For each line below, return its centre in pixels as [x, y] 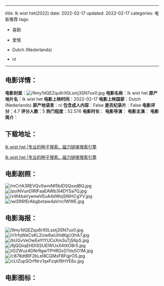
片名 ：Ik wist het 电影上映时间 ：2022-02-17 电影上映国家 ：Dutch [75, 99]
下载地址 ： [21, 134]
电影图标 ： [21, 277]
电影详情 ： [21, 80]
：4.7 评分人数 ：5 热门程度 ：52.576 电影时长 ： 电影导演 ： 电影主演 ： [79, 111]
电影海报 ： [21, 218]
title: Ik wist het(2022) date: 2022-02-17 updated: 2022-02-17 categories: [79, 13]
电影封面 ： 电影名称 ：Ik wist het [76, 93]
